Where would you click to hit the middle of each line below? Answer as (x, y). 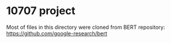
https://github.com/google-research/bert (57, 33)
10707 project (41, 11)
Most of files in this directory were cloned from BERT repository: (86, 27)
